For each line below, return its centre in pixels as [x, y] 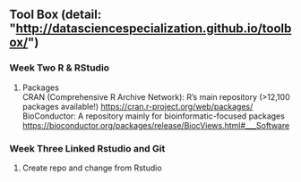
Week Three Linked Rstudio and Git [87, 148]
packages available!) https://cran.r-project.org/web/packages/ [138, 106]
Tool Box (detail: [56, 15]
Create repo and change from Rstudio [92, 168]
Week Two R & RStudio [60, 68]
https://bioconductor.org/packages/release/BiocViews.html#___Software [156, 125]
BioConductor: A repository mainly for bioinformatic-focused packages [153, 116]
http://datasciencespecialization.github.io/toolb [154, 29]
